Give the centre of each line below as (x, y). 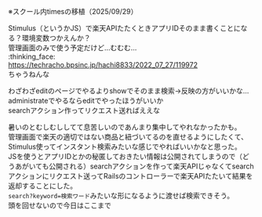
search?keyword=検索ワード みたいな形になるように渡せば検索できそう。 (121, 195)
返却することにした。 (42, 186)
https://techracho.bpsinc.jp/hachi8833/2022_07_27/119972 (103, 65)
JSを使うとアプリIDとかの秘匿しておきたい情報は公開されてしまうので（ (126, 156)
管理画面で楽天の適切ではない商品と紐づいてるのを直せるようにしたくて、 (128, 137)
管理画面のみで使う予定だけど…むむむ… (73, 48)
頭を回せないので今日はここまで (60, 205)
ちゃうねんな (29, 74)
